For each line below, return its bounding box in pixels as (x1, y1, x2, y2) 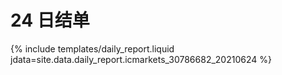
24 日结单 (10, 9, 90, 32)
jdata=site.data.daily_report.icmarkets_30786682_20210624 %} (10, 53, 272, 65)
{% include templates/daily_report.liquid (10, 42, 175, 55)
